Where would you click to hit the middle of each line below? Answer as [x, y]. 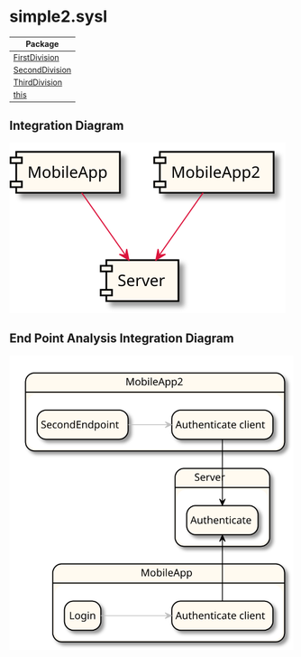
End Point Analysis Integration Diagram [122, 339]
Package [42, 44]
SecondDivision [42, 69]
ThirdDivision [38, 82]
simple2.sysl [59, 17]
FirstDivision [36, 57]
